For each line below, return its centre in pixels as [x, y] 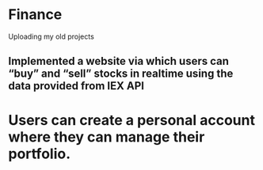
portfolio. [40, 154]
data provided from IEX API [76, 86]
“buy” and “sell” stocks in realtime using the [121, 74]
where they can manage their [107, 137]
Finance [35, 15]
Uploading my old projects [51, 36]
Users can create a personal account [132, 120]
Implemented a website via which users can [119, 61]
